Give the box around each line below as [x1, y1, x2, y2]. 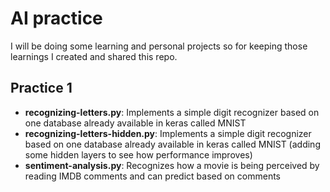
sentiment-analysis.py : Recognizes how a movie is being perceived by [24, 159, 320, 171]
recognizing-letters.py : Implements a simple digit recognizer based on [24, 106, 320, 118]
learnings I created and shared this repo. [10, 50, 178, 62]
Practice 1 [10, 80, 73, 97]
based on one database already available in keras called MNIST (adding [24, 138, 321, 150]
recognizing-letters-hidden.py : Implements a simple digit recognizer [24, 127, 312, 139]
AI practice [10, 7, 103, 30]
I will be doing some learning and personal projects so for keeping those [10, 40, 308, 52]
